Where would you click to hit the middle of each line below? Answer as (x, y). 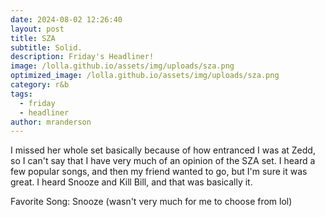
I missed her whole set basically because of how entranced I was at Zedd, (163, 150)
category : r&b (40, 85)
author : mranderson (51, 122)
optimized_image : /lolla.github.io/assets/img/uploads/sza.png (145, 76)
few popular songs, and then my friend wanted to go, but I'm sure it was (159, 172)
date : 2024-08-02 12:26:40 (66, 19)
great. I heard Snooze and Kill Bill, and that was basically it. (131, 182)
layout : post (37, 29)
